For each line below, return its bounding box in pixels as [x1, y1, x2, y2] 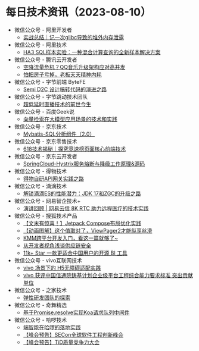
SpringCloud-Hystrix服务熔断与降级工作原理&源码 [23, 160, 145, 167]
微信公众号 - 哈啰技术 [14, 316, 67, 323]
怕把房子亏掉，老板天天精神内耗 [23, 71, 102, 78]
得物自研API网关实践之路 [23, 175, 84, 182]
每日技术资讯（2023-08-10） [5, 5, 151, 19]
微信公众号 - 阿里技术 [14, 41, 67, 48]
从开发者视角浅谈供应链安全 [23, 242, 92, 249]
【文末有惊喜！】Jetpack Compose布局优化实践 [23, 220, 141, 227]
